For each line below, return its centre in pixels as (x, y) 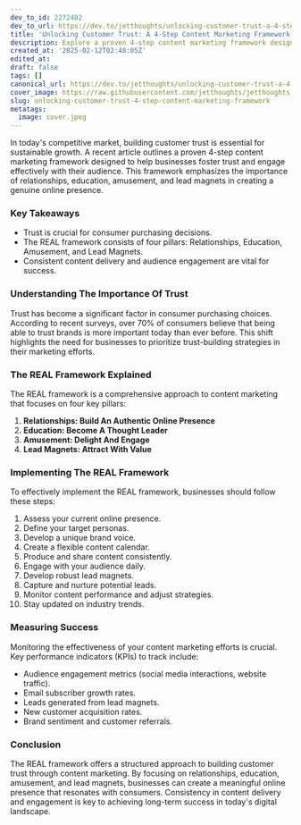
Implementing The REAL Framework (90, 472)
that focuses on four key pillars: (68, 404)
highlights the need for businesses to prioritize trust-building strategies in (145, 341)
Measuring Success (54, 627)
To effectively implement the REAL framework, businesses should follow (143, 492)
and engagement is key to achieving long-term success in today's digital (144, 802)
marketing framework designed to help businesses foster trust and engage (148, 162)
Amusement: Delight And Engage (86, 440)
